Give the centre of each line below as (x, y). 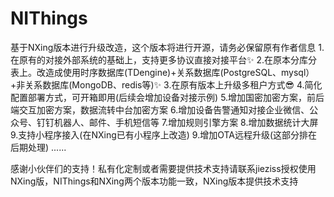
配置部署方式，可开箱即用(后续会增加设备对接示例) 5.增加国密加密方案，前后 (167, 97)
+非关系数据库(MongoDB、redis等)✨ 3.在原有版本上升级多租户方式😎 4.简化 (166, 84)
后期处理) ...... (38, 147)
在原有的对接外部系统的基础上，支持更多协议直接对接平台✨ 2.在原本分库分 (164, 59)
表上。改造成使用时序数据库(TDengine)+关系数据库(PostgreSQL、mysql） (162, 72)
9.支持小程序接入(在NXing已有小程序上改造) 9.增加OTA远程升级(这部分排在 (164, 134)
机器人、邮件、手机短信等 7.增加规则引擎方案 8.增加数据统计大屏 (186, 122)
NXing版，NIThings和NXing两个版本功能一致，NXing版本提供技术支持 (154, 181)
